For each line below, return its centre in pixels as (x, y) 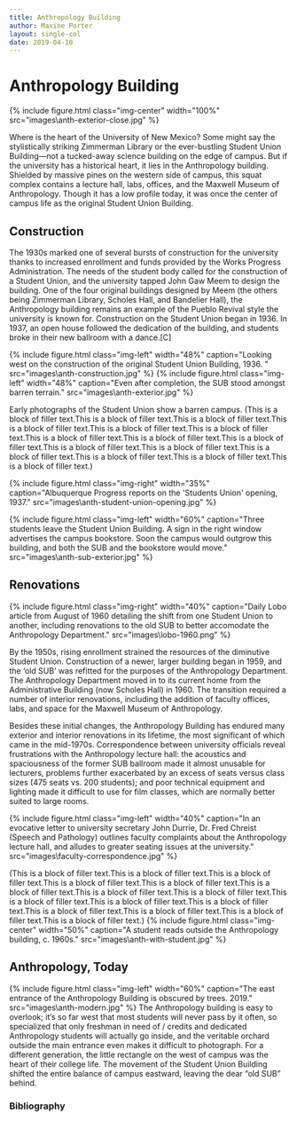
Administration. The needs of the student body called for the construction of (148, 271)
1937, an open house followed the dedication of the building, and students (144, 328)
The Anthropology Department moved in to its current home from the (135, 680)
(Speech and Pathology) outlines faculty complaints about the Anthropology (148, 837)
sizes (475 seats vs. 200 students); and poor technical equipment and (137, 782)
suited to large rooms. (49, 801)
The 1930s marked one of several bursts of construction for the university (144, 253)
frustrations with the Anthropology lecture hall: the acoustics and (128, 754)
